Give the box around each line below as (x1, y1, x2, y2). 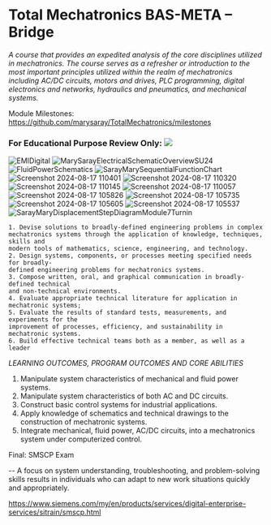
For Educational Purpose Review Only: (8, 137, 162, 148)
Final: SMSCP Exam (8, 450, 75, 460)
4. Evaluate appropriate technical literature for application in (8, 295, 238, 303)
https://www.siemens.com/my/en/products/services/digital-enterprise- (8, 499, 247, 509)
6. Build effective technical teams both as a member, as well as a (8, 337, 245, 346)
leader (8, 344, 31, 352)
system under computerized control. (19, 434, 142, 444)
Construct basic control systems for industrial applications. (19, 400, 217, 410)
